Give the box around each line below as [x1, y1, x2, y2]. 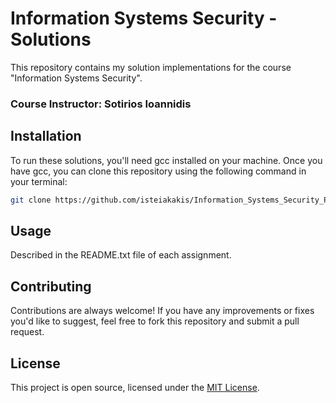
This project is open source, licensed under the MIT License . [10, 381, 260, 393]
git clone [10, 195, 52, 205]
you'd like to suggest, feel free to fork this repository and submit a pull [10, 315, 300, 327]
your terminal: [10, 175, 68, 187]
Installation [10, 128, 82, 145]
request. [10, 326, 45, 338]
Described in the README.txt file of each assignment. [10, 249, 232, 261]
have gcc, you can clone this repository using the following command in [10, 165, 307, 177]
